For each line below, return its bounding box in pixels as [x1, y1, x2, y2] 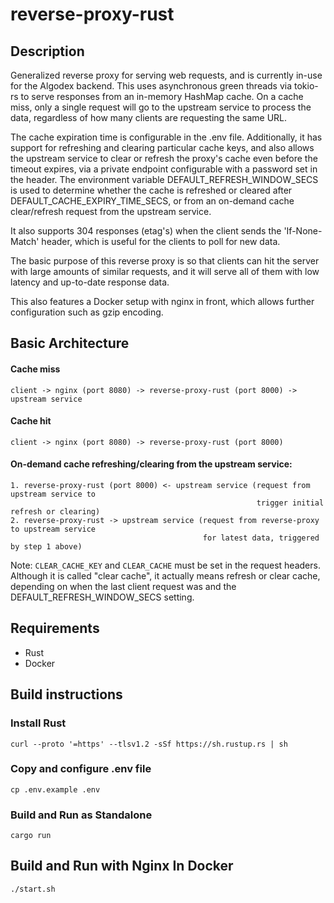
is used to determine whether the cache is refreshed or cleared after [10, 184, 293, 196]
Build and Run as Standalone [10, 808, 153, 822]
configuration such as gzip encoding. [10, 306, 164, 318]
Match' [10, 236, 40, 247]
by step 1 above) [10, 542, 83, 552]
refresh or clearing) [10, 507, 101, 517]
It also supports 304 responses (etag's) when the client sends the [10, 225, 282, 237]
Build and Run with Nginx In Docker [10, 858, 234, 875]
